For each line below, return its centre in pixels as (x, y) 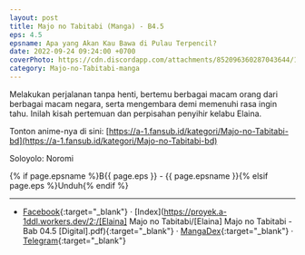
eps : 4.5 (26, 34)
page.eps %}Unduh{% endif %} (69, 185)
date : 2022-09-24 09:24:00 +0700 (73, 52)
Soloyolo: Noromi (42, 158)
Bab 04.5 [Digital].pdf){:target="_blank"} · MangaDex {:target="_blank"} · (158, 230)
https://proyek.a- (195, 211)
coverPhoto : (32, 60)
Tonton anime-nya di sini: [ (59, 131)
